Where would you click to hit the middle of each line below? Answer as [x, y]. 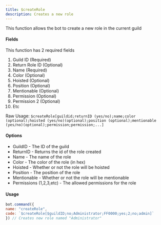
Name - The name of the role [42, 157]
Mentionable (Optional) [36, 90]
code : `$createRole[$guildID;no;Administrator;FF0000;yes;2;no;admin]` [80, 213]
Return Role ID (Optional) [38, 65]
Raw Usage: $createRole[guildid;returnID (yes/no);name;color [71, 116]
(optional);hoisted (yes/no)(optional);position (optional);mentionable [81, 120]
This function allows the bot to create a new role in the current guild [74, 28]
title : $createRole [25, 10]
